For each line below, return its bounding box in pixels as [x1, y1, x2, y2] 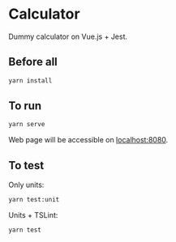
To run [8, 99, 42, 113]
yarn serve [8, 121, 45, 129]
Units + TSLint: [8, 210, 58, 219]
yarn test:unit [8, 196, 60, 204]
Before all [8, 55, 58, 69]
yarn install [8, 76, 53, 85]
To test [8, 159, 45, 172]
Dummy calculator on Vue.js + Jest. [8, 32, 128, 41]
